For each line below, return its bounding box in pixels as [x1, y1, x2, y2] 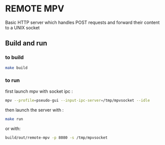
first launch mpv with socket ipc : [5, 88, 73, 94]
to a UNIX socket [5, 24, 40, 30]
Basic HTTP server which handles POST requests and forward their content [5, 19, 160, 25]
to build [5, 54, 24, 61]
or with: [5, 125, 21, 132]
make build [5, 65, 28, 70]
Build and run [5, 39, 47, 48]
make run [5, 116, 23, 122]
